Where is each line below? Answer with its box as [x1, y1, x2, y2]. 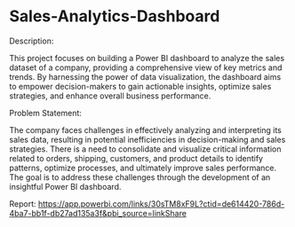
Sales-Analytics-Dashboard [9, 6, 220, 27]
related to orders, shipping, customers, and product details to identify [9, 153, 264, 163]
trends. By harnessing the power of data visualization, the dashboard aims [9, 71, 282, 82]
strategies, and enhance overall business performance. [9, 90, 211, 101]
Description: [9, 35, 54, 46]
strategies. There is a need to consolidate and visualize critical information [9, 144, 282, 154]
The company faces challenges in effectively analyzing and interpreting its [9, 124, 282, 135]
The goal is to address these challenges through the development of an [9, 171, 271, 183]
